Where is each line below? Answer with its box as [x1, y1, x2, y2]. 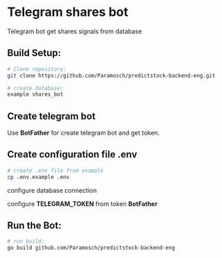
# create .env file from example [7, 167, 104, 174]
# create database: [7, 85, 64, 92]
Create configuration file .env [7, 148, 137, 160]
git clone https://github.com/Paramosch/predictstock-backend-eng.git [7, 72, 216, 79]
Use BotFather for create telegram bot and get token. [7, 129, 160, 137]
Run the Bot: [7, 220, 62, 232]
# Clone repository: [7, 65, 67, 73]
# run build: [7, 238, 45, 245]
